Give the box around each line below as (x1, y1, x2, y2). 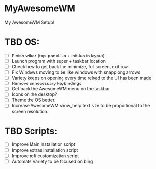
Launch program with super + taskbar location (11, 58, 106, 64)
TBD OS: (4, 36, 40, 48)
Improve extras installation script (11, 147, 78, 153)
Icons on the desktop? (11, 91, 57, 97)
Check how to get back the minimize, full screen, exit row (11, 64, 128, 69)
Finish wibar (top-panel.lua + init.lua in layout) (11, 53, 105, 58)
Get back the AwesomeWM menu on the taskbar (11, 86, 110, 92)
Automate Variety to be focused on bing (11, 158, 93, 164)
